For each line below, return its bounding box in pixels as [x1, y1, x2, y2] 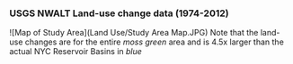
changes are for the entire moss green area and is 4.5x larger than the [24, 36, 285, 47]
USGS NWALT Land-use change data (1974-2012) [9, 7, 229, 20]
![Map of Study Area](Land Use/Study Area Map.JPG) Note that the [9, 28, 259, 38]
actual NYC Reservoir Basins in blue [9, 46, 142, 57]
